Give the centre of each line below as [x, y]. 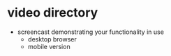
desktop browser [52, 39]
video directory [53, 13]
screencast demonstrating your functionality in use [90, 32]
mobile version [49, 46]
